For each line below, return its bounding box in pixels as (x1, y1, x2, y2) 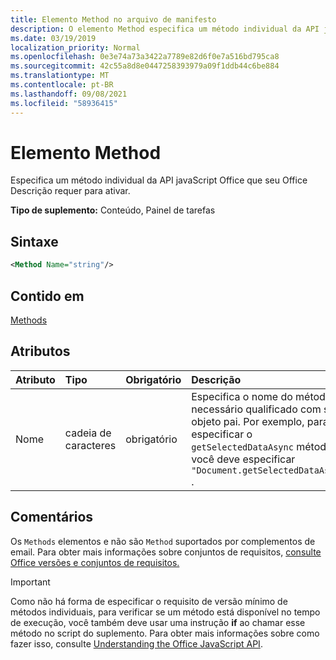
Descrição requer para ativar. (10, 185, 131, 197)
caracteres (64, 438, 117, 452)
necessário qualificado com (191, 402, 322, 416)
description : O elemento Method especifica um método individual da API (10, 24, 320, 34)
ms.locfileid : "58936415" (10, 98, 118, 108)
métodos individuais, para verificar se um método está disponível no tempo (10, 606, 321, 618)
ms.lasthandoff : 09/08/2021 (10, 89, 128, 99)
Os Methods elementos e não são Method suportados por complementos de (10, 535, 316, 547)
